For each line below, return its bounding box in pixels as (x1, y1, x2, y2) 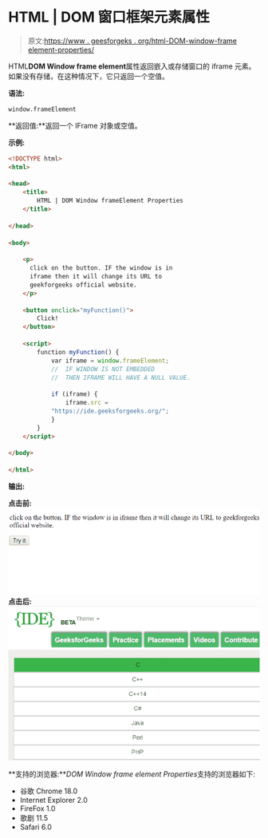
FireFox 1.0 (19, 804, 56, 813)
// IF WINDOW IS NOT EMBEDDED (50, 365, 156, 373)
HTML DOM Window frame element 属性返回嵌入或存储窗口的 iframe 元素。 (8, 61, 256, 71)
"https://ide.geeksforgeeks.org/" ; (50, 407, 170, 416)
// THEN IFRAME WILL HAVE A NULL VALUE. (50, 374, 191, 381)
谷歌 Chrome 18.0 (19, 786, 78, 796)
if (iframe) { (50, 390, 98, 398)
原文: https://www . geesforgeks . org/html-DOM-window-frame (27, 36, 238, 45)
